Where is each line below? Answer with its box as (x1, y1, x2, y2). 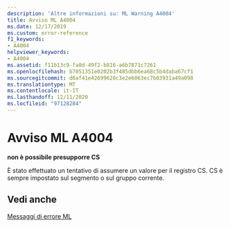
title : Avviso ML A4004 (7, 17, 76, 24)
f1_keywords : (7, 36, 45, 43)
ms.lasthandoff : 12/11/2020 (7, 94, 89, 101)
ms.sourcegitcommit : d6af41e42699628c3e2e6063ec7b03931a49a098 (7, 74, 194, 82)
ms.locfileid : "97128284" (7, 100, 82, 107)
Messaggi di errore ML (7, 212, 72, 220)
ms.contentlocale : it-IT (7, 87, 79, 94)
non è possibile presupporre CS (7, 153, 100, 161)
